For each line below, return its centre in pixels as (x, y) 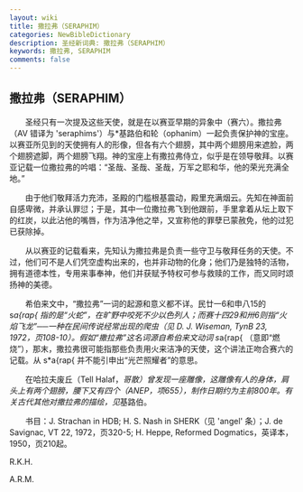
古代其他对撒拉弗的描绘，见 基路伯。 (84, 402)
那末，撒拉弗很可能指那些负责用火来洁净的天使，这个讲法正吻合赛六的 (163, 348)
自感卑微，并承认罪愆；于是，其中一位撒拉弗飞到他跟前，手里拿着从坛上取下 (151, 209)
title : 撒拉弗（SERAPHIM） (56, 26)
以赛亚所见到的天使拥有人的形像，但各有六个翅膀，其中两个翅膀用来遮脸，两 (151, 144)
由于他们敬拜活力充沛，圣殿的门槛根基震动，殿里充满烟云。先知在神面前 (159, 197)
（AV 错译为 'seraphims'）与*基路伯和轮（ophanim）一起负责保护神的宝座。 (151, 133)
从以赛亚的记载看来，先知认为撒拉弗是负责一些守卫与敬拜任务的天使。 (155, 250)
